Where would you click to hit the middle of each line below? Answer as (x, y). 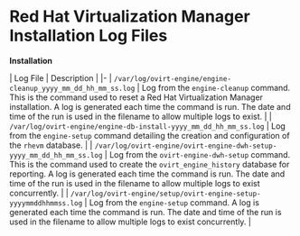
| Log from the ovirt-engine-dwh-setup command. (197, 154)
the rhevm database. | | (51, 145)
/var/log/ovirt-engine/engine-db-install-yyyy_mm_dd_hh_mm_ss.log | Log (148, 126)
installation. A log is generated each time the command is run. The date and (150, 106)
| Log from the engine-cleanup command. (214, 87)
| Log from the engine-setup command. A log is (172, 202)
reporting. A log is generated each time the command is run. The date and (147, 174)
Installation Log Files (89, 36)
